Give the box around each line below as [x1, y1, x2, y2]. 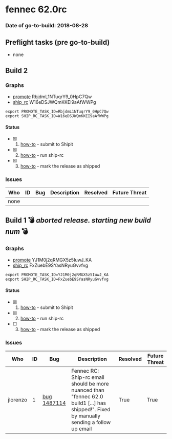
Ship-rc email [71, 374, 105, 381]
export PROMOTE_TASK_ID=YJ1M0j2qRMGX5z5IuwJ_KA [5, 272, 109, 277]
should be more [71, 380, 109, 388]
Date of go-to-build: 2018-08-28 [5, 22, 89, 29]
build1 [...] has [71, 399, 106, 407]
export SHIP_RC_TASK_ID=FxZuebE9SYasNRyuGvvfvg [5, 277, 109, 282]
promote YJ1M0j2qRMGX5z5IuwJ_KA [12, 257, 92, 263]
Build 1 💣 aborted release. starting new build [5, 216, 151, 225]
